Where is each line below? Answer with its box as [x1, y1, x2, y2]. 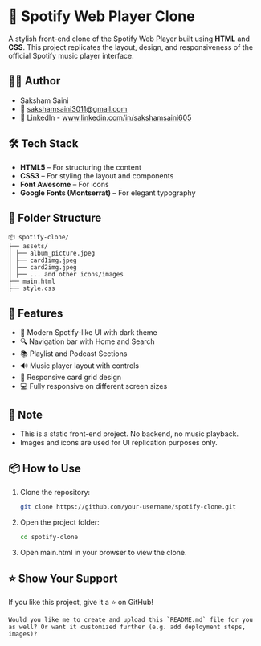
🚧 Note [8, 407, 43, 421]
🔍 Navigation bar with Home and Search [19, 337, 155, 346]
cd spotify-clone [19, 533, 79, 541]
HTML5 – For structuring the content [19, 162, 142, 172]
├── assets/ [8, 243, 48, 251]
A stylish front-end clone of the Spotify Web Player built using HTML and [8, 34, 251, 43]
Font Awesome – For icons [19, 179, 110, 189]
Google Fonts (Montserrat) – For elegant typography [19, 188, 196, 198]
